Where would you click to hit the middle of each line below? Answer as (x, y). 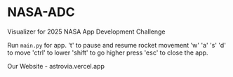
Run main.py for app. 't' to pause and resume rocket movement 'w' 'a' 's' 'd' (117, 45)
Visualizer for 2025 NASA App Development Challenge (86, 31)
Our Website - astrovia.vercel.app (56, 66)
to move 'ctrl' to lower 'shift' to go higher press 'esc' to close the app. (108, 52)
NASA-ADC (41, 12)
